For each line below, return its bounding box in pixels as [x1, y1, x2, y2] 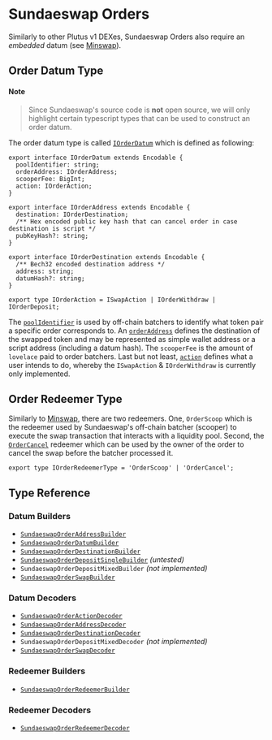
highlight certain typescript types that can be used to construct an [28, 113, 250, 123]
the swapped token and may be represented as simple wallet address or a [8, 334, 256, 344]
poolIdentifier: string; [15, 160, 100, 169]
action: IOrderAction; [15, 182, 93, 190]
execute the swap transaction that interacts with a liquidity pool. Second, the [8, 431, 265, 441]
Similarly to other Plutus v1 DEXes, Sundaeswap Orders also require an [8, 32, 245, 41]
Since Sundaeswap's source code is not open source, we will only [28, 105, 251, 115]
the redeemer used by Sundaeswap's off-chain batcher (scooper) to [8, 422, 237, 432]
